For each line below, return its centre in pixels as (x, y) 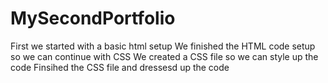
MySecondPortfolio (93, 18)
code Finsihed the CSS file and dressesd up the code (120, 67)
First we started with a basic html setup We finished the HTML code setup (163, 46)
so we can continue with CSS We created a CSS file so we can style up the (164, 56)
